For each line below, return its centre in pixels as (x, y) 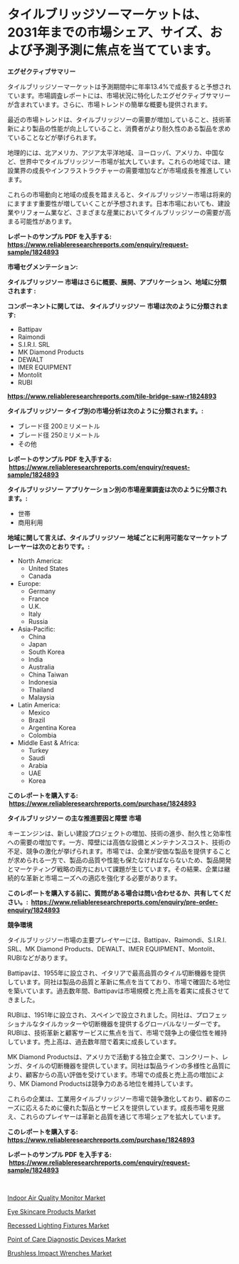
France (39, 598)
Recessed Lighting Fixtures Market (58, 1225)
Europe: (29, 583)
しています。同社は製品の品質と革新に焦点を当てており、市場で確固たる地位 (119, 981)
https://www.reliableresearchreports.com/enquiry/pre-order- (124, 902)
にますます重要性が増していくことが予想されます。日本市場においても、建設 (119, 203)
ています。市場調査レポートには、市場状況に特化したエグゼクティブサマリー (119, 95)
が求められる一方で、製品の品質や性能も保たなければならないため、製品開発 (119, 860)
